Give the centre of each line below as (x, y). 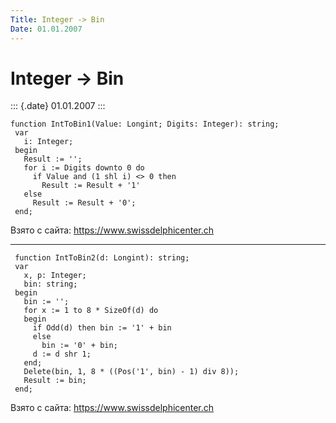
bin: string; (50, 284)
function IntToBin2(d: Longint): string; (102, 258)
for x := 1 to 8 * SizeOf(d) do (91, 311)
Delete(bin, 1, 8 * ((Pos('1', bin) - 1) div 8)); (131, 372)
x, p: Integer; (55, 276)
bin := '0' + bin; (79, 346)
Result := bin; (55, 381)
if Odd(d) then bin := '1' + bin (102, 328)
